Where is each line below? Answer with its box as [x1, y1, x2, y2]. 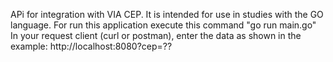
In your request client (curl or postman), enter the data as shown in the [10, 30, 302, 41]
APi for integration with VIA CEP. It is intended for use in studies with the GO [10, 9, 324, 20]
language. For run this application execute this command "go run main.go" [10, 19, 317, 31]
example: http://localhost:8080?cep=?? [10, 40, 173, 52]
